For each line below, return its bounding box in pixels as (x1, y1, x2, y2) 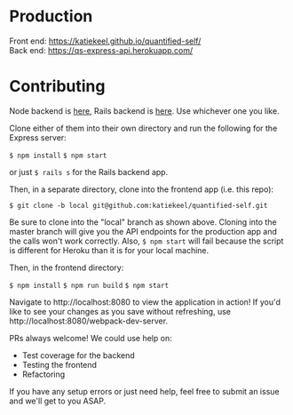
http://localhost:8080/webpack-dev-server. (9, 315, 169, 326)
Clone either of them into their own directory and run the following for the (9, 123, 278, 133)
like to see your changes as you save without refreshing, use (9, 306, 231, 316)
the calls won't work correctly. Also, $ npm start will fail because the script (9, 235, 284, 246)
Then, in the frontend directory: (9, 262, 124, 273)
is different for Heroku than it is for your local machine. (9, 244, 210, 255)
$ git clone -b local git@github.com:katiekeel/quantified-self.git (9, 201, 268, 210)
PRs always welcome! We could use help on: (9, 332, 172, 343)
